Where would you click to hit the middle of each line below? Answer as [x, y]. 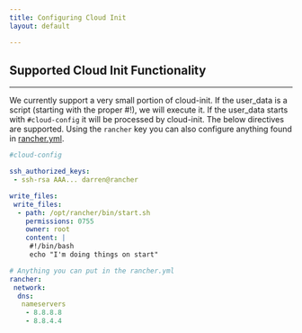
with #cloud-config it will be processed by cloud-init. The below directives [147, 120]
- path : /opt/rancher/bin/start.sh [84, 212]
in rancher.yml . [37, 139]
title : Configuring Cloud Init [68, 18]
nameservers [44, 304]
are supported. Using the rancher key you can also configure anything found [151, 129]
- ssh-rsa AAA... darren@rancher [76, 180]
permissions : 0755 [60, 221]
